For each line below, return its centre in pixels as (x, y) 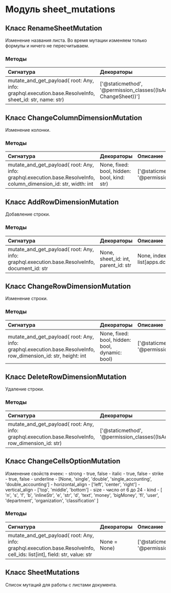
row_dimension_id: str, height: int (47, 355)
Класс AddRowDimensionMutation (62, 202)
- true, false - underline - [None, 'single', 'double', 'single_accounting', (79, 479)
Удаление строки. (25, 389)
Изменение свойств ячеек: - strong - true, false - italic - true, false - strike (84, 473)
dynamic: (111, 352)
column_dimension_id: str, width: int (50, 184)
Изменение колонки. (28, 130)
